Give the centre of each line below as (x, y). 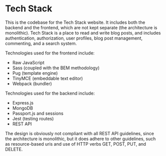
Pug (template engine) (35, 73)
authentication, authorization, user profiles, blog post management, (74, 38)
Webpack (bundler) (32, 83)
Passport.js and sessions (38, 113)
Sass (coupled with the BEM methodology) (56, 68)
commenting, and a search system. (41, 43)
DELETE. (14, 149)
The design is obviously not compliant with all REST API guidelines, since (80, 133)
